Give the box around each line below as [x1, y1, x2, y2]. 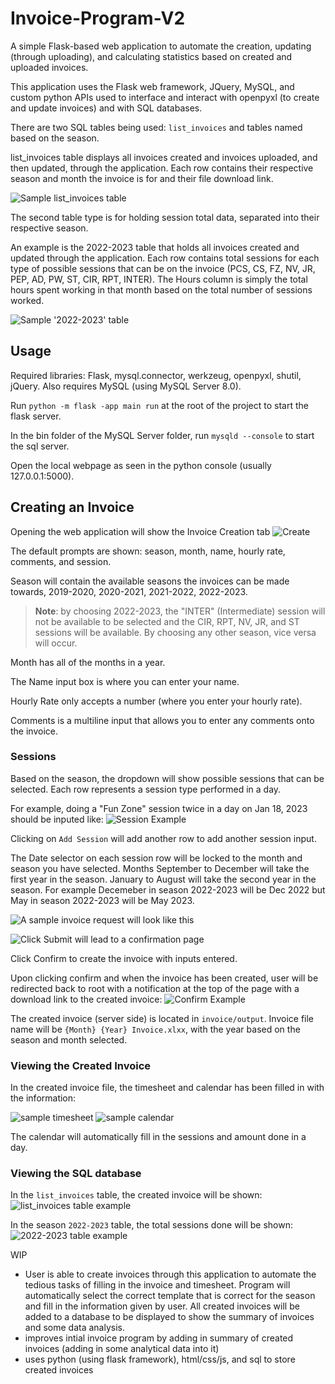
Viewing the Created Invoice [10, 1058, 152, 1072]
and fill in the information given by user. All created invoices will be [24, 1300, 300, 1312]
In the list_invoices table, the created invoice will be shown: [10, 1189, 263, 1201]
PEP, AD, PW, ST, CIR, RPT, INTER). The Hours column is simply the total [10, 273, 308, 285]
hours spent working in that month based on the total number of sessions [10, 283, 313, 296]
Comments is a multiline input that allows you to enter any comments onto [10, 714, 315, 726]
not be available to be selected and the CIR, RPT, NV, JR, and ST [34, 615, 300, 627]
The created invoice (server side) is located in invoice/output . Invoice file [10, 1012, 315, 1024]
